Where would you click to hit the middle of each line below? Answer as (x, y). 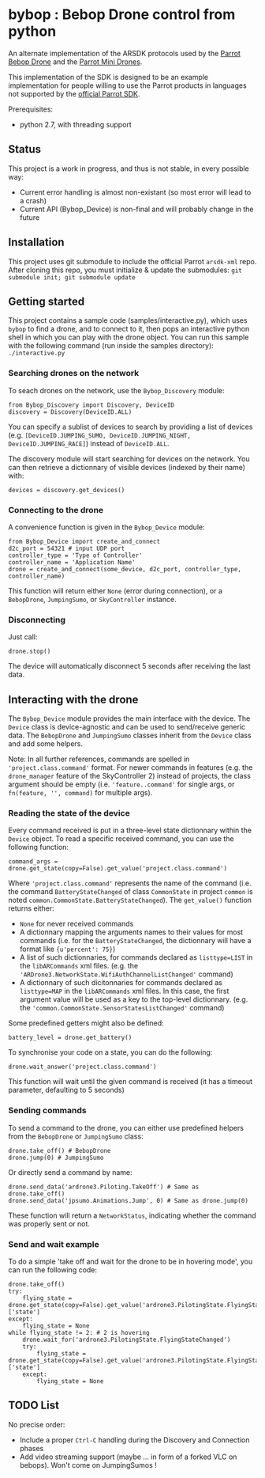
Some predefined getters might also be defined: (86, 1023)
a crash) (33, 200)
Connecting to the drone (56, 510)
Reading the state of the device (69, 813)
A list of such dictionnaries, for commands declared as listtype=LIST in (136, 957)
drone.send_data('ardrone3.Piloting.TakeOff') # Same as (104, 1187)
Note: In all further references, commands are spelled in (99, 759)
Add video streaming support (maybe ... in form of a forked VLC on (128, 1457)
